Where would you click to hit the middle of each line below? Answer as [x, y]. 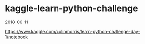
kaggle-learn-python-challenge [72, 9]
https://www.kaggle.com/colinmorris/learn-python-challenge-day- [72, 31]
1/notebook [16, 37]
